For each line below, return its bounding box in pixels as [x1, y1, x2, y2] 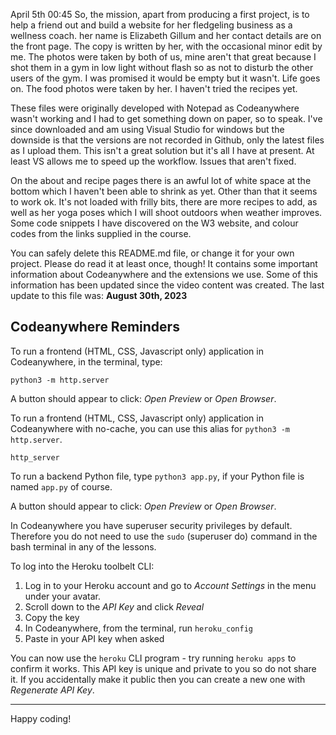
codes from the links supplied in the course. [10, 228, 192, 239]
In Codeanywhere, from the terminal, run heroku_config [24, 622, 253, 634]
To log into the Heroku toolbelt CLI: [10, 560, 155, 572]
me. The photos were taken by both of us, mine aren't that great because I [10, 51, 317, 63]
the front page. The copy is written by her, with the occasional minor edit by [10, 40, 323, 52]
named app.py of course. [10, 480, 113, 493]
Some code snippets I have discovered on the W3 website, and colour [10, 217, 299, 229]
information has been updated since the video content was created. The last [10, 279, 325, 291]
